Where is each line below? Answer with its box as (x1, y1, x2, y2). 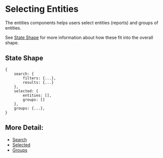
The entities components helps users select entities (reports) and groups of (5, 20, 159, 26)
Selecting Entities (5, 3, 79, 15)
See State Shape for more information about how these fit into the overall (5, 34, 154, 40)
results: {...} (23, 80, 54, 85)
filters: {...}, (23, 75, 56, 81)
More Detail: (5, 124, 44, 132)
